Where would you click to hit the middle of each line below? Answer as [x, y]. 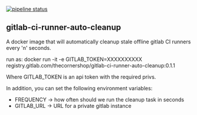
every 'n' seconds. [29, 48]
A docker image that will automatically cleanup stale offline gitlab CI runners [98, 42]
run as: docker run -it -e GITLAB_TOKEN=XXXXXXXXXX [74, 59]
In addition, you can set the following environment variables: [79, 88]
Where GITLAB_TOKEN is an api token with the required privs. [81, 77]
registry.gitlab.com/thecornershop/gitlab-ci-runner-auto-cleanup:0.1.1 [91, 65]
